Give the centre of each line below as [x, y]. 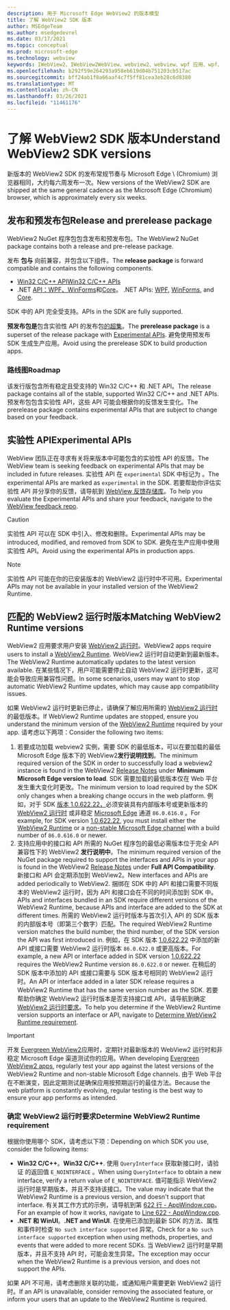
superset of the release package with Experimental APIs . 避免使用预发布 [109, 334]
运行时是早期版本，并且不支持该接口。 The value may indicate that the [115, 1189]
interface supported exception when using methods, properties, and [114, 1237]
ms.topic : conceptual [38, 45]
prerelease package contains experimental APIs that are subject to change [112, 410]
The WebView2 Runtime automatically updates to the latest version [102, 662]
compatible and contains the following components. [80, 268]
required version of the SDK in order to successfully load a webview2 [115, 763]
